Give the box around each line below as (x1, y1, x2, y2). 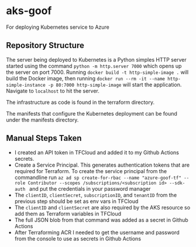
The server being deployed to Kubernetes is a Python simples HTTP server (6, 56, 187, 63)
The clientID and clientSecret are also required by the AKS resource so (14, 204, 191, 211)
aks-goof (6, 4, 52, 18)
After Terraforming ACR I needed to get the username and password (14, 229, 180, 236)
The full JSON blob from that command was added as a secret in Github (14, 216, 188, 224)
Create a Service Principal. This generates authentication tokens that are (14, 161, 190, 168)
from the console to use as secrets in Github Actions (14, 235, 142, 242)
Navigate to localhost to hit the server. (6, 87, 99, 94)
